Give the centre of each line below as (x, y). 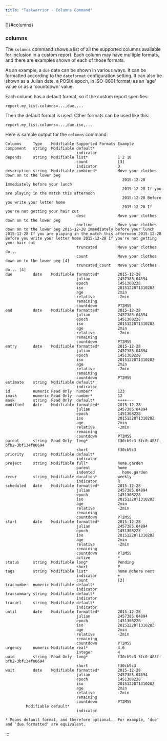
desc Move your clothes (117, 216)
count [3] (100, 162)
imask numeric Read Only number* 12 (64, 396)
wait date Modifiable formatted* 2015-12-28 (73, 670)
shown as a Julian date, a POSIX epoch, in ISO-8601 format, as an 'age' (81, 81)
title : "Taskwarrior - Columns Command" (49, 10)
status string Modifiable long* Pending (70, 562)
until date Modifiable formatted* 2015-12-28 (73, 612)
